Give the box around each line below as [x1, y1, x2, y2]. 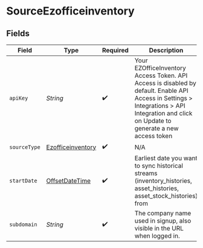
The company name [134, 209, 192, 217]
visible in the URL [134, 224, 184, 232]
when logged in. [134, 232, 180, 240]
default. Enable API [134, 86, 188, 95]
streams [134, 169, 158, 177]
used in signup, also [134, 217, 192, 224]
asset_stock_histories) [134, 192, 198, 200]
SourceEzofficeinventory [6, 4, 135, 18]
